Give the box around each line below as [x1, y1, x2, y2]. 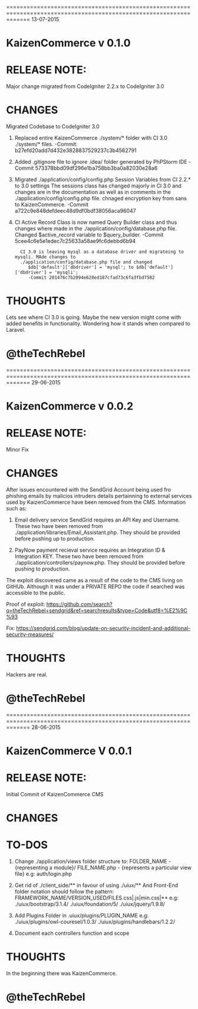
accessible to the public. [6, 589, 66, 596]
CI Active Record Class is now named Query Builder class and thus [14, 219, 177, 226]
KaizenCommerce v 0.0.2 [6, 400, 134, 413]
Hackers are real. [6, 671, 48, 678]
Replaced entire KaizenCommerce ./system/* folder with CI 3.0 [14, 134, 168, 141]
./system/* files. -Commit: [14, 141, 78, 148]
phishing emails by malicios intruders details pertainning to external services [6, 493, 192, 499]
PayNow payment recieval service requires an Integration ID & [14, 546, 166, 553]
